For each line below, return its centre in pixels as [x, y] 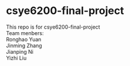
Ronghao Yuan [24, 39]
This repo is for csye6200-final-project [53, 27]
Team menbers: [25, 33]
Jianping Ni [20, 51]
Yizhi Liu [16, 58]
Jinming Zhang [24, 46]
